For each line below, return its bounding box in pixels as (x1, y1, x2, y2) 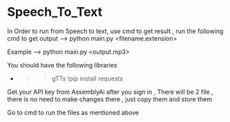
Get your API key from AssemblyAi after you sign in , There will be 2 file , (7, 88, 213, 96)
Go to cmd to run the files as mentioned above (7, 108, 140, 116)
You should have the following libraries (7, 61, 117, 69)
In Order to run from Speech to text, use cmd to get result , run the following (7, 27, 224, 35)
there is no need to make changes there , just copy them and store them (7, 94, 213, 103)
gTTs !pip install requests (51, 74, 123, 83)
